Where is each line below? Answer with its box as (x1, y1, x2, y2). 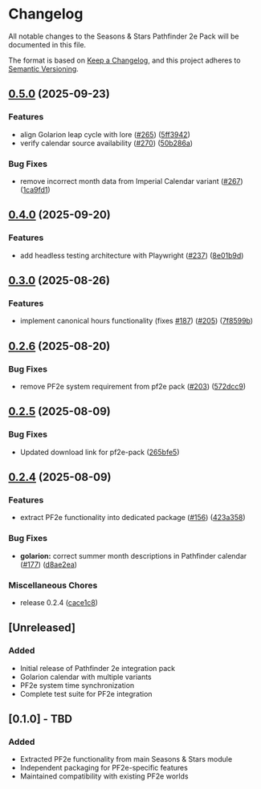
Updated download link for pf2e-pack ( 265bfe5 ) (19, 447, 180, 457)
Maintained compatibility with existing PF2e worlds (19, 771, 189, 781)
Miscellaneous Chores (8, 580, 98, 591)
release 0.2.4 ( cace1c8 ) (19, 597, 99, 607)
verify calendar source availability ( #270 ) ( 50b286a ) (19, 138, 194, 148)
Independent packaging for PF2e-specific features (19, 763, 189, 773)
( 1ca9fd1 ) (19, 185, 51, 194)
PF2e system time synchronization (19, 680, 135, 690)
